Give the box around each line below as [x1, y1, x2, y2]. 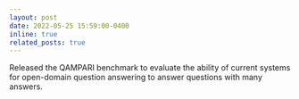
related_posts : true [9, 37, 87, 47]
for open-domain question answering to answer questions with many [9, 72, 263, 83]
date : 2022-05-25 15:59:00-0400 [9, 21, 129, 30]
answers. [9, 81, 43, 92]
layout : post [9, 12, 58, 22]
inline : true [9, 29, 58, 38]
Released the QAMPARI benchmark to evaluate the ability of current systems [9, 62, 291, 73]
